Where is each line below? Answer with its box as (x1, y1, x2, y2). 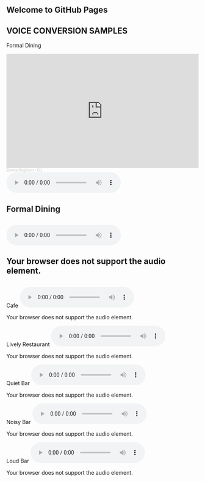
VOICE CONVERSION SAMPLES (6, 26, 128, 36)
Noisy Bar (6, 418, 31, 425)
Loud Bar (6, 457, 29, 464)
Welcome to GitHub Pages (6, 5, 108, 15)
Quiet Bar (6, 379, 31, 386)
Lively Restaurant (6, 341, 50, 348)
